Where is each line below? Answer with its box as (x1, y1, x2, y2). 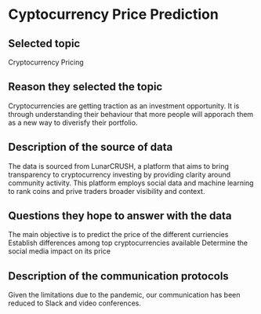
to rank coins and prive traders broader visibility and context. (8, 186, 205, 195)
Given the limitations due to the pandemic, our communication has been (8, 290, 241, 300)
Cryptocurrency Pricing (8, 57, 84, 67)
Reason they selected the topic (8, 80, 163, 93)
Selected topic (8, 37, 81, 50)
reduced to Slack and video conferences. (8, 298, 141, 308)
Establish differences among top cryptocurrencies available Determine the (8, 238, 248, 248)
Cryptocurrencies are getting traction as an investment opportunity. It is (8, 100, 240, 111)
